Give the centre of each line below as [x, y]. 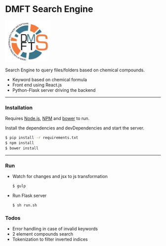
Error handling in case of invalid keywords [55, 229]
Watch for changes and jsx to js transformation [60, 177]
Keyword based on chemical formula [50, 79]
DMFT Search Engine [49, 9]
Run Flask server [29, 196]
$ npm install [20, 143]
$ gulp [19, 186]
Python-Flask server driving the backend [54, 90]
